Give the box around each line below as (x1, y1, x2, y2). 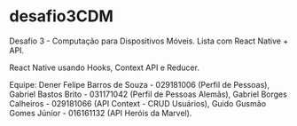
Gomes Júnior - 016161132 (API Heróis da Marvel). (9, 107, 192, 118)
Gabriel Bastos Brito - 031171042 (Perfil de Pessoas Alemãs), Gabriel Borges (9, 89, 288, 99)
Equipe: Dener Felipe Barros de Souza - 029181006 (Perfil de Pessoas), (9, 79, 270, 90)
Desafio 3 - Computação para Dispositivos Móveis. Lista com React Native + (9, 35, 289, 46)
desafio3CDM (9, 6, 113, 27)
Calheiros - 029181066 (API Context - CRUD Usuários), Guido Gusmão (9, 98, 267, 108)
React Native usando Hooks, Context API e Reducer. (9, 62, 199, 73)
